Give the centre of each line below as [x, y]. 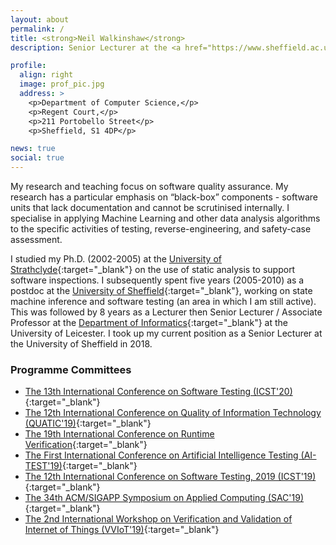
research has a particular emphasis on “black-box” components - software [164, 197]
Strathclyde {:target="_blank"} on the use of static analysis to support [153, 269]
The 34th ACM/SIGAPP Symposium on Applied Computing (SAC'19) [164, 498]
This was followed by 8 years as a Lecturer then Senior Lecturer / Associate [166, 312]
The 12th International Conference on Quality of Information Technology [173, 413]
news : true [33, 149]
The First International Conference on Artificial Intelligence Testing [161, 455]
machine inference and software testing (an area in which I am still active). [163, 301]
